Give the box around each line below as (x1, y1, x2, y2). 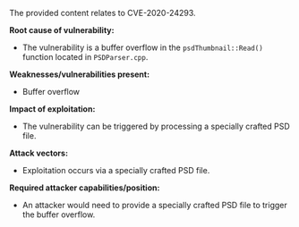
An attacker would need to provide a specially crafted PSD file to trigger (21, 200, 288, 210)
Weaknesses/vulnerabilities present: (9, 69, 150, 80)
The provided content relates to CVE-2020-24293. (9, 8, 196, 18)
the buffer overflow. (21, 209, 96, 220)
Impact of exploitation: (9, 104, 96, 114)
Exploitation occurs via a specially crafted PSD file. (21, 165, 210, 175)
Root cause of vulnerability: (9, 25, 115, 35)
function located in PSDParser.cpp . (21, 52, 149, 62)
